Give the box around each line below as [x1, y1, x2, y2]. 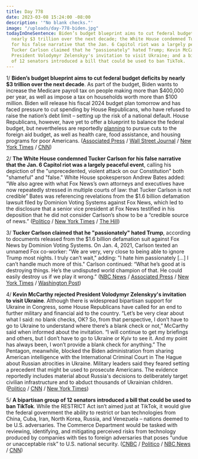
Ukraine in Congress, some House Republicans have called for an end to [6, 303, 182, 310]
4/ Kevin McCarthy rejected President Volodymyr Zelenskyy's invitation [6, 291, 187, 298]
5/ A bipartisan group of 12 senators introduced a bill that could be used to [6, 396, 192, 403]
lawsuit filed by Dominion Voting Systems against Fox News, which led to [6, 198, 184, 206]
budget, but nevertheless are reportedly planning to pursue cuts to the [6, 125, 177, 132]
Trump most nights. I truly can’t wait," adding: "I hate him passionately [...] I [6, 254, 189, 261]
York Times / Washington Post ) [6, 279, 81, 287]
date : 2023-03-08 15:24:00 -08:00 [6, 14, 91, 20]
